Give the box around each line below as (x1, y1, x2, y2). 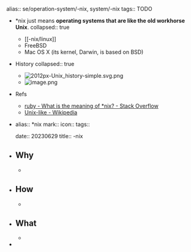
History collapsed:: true (15, 61, 75, 67)
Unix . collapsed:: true (15, 24, 70, 31)
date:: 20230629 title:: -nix (15, 133, 83, 139)
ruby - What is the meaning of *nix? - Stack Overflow (24, 102, 159, 109)
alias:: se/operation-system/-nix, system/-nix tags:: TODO (6, 6, 152, 12)
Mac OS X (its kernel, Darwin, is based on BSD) (24, 48, 144, 56)
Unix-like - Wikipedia (24, 109, 78, 116)
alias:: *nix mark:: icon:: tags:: (15, 120, 90, 128)
